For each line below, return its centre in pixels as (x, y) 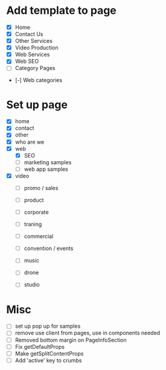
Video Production (37, 48)
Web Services (32, 54)
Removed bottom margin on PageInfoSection (71, 340)
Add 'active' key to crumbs (48, 360)
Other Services (34, 41)
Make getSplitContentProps (49, 353)
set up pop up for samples (48, 326)
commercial (39, 237)
